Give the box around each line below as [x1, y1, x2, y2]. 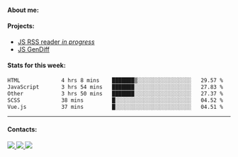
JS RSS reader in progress [17, 37, 95, 46]
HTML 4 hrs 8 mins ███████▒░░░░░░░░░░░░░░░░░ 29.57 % [7, 77, 223, 84]
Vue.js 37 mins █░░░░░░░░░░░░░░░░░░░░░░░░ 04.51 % [7, 103, 223, 110]
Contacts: [7, 124, 38, 134]
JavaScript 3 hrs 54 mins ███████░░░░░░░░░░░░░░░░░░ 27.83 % [7, 83, 223, 91]
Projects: [7, 22, 35, 30]
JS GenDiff [17, 45, 50, 53]
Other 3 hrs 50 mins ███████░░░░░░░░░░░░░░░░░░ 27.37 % [7, 90, 223, 97]
